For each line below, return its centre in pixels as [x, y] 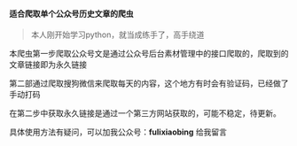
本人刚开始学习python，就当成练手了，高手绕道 [117, 35]
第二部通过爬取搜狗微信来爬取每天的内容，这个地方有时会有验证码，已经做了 [149, 83]
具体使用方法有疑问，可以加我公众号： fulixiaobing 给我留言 [118, 132]
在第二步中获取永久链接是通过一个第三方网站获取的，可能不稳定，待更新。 [145, 113]
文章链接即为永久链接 [48, 65]
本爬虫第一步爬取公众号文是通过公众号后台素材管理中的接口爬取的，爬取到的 [149, 54]
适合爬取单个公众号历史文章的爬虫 [71, 13]
